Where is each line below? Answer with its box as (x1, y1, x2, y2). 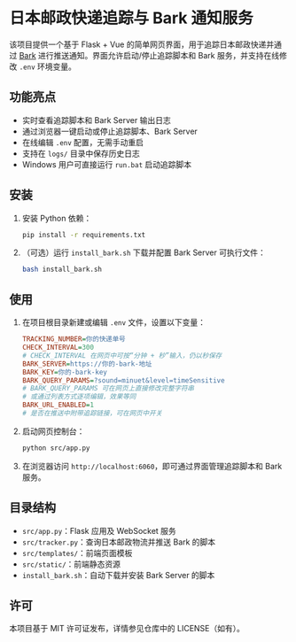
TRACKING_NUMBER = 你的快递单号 (21, 335, 126, 344)
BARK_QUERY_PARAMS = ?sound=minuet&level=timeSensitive (21, 375, 225, 385)
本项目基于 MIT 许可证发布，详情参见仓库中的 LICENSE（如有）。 (9, 623, 245, 634)
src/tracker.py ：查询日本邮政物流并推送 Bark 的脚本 (21, 537, 216, 547)
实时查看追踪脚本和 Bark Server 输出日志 (21, 114, 171, 125)
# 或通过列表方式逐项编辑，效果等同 (21, 392, 136, 401)
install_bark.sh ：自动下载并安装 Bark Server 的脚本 (21, 569, 215, 580)
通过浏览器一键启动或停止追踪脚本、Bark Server (21, 126, 198, 136)
